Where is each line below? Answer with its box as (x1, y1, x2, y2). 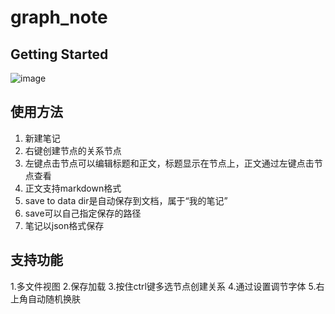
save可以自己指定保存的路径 (24, 207, 142, 219)
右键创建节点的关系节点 (24, 144, 122, 156)
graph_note (10, 6, 108, 29)
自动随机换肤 (27, 292, 81, 305)
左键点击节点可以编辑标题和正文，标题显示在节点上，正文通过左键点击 (24, 157, 315, 169)
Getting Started (10, 46, 109, 63)
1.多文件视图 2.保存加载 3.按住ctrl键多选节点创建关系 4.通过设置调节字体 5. (10, 280, 317, 292)
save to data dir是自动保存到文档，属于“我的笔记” (24, 194, 228, 206)
